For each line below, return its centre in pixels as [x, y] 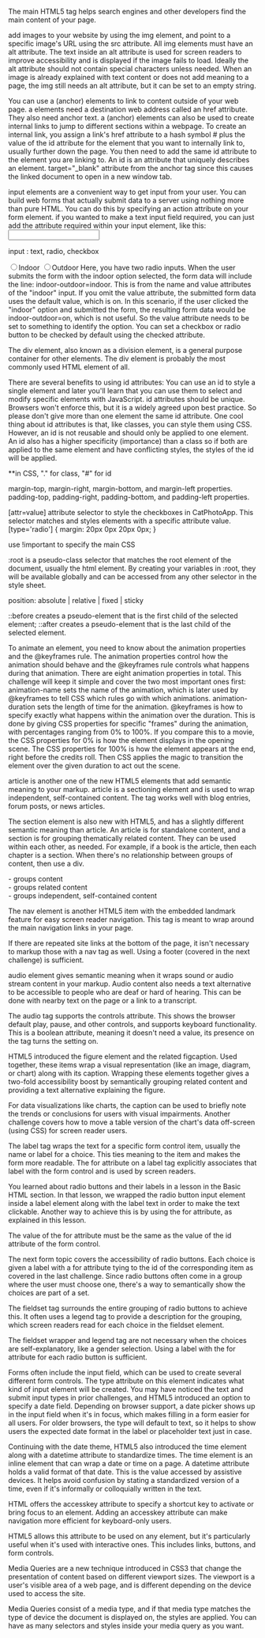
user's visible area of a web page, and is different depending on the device [130, 1585]
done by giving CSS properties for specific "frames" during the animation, [128, 724]
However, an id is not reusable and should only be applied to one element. [128, 433]
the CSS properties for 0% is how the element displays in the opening [121, 740]
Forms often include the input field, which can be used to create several [125, 1373]
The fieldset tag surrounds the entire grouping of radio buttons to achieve [128, 1308]
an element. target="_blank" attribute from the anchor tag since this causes [131, 168]
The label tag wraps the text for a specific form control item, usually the [124, 1146]
